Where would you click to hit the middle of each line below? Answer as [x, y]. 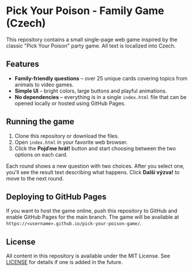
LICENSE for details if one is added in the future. [65, 262]
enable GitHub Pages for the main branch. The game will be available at [93, 217]
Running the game [40, 122]
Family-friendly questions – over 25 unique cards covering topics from [101, 78]
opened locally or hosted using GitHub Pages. [70, 103]
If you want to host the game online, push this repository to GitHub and [92, 211]
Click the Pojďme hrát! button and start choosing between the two [95, 148]
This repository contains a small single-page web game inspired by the [92, 39]
